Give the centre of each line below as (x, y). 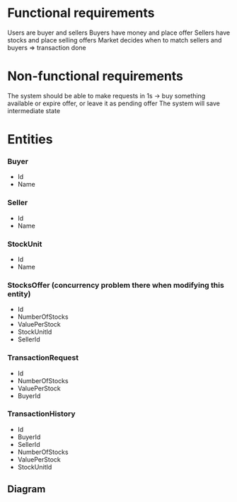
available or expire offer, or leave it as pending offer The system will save (114, 103)
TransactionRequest (43, 358)
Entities (30, 140)
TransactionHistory (41, 414)
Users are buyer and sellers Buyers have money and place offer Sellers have (119, 33)
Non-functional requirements (96, 76)
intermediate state (34, 110)
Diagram (27, 489)
